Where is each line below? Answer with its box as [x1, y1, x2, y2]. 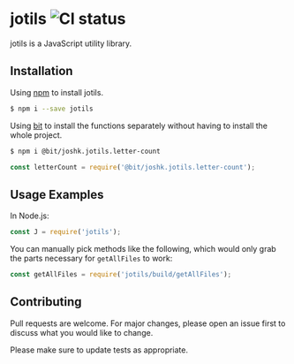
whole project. [10, 129, 63, 140]
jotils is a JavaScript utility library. [10, 38, 132, 49]
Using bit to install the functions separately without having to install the [10, 120, 268, 131]
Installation [10, 64, 73, 79]
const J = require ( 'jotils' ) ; [10, 228, 122, 237]
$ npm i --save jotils [10, 104, 94, 113]
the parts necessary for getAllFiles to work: [10, 253, 173, 264]
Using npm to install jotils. [10, 87, 104, 97]
